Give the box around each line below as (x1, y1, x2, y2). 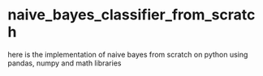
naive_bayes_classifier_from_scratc (7, 6, 256, 24)
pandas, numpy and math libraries (7, 58, 122, 68)
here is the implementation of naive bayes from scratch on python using (7, 49, 248, 59)
